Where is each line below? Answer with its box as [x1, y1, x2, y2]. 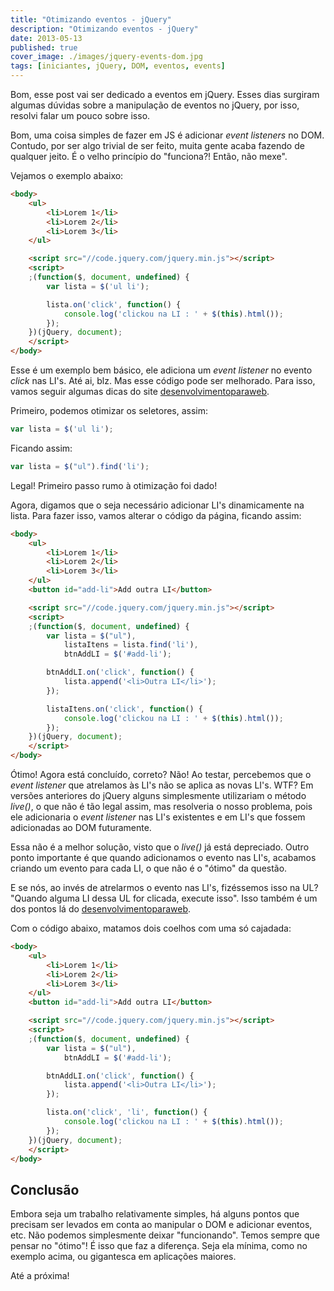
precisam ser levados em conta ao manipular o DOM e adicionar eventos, [10, 1219, 313, 1231]
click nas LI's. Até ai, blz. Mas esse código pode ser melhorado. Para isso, [10, 375, 316, 386]
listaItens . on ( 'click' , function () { [46, 704, 203, 714]
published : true [10, 42, 78, 53]
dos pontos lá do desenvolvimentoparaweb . [10, 903, 192, 915]
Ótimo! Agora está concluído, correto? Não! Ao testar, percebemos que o [10, 769, 312, 780]
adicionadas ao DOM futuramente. [10, 822, 152, 833]
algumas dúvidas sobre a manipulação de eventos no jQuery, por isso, [10, 99, 300, 111]
